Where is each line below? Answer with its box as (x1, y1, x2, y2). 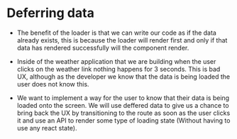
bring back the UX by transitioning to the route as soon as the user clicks (16, 109, 231, 117)
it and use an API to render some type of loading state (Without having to (16, 116, 231, 125)
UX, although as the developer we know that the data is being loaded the (16, 72, 231, 81)
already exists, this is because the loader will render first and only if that (16, 35, 228, 44)
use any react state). (16, 123, 77, 132)
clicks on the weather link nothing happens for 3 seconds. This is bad (16, 65, 221, 73)
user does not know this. (16, 79, 89, 88)
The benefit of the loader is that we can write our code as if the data (16, 28, 217, 37)
